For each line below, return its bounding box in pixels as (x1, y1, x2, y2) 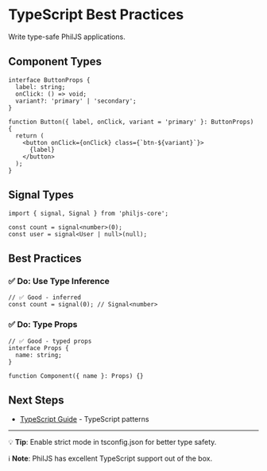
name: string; (15, 351, 62, 359)
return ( (15, 131, 44, 140)
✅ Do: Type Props (8, 319, 78, 330)
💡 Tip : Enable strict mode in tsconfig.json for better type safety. (8, 438, 217, 447)
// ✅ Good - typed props (8, 337, 92, 345)
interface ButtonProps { (8, 76, 91, 84)
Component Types (8, 55, 102, 68)
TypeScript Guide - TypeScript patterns (19, 415, 149, 424)
